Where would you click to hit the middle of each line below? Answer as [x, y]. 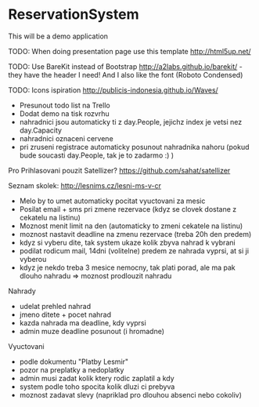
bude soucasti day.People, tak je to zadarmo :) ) [97, 155]
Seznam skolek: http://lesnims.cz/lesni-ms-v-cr [85, 185]
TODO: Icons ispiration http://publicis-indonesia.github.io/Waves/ [113, 90]
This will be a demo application [58, 36]
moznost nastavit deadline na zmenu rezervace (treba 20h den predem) [135, 234]
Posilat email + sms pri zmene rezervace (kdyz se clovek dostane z [128, 209]
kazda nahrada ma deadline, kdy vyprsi [83, 322]
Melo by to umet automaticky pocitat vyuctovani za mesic [112, 201]
